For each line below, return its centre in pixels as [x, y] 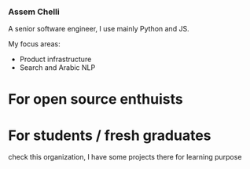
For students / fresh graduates [110, 135]
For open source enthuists [96, 99]
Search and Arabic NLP [57, 68]
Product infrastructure [55, 59]
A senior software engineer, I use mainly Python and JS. [99, 29]
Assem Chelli [34, 12]
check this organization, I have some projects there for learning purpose [125, 157]
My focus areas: [34, 44]
